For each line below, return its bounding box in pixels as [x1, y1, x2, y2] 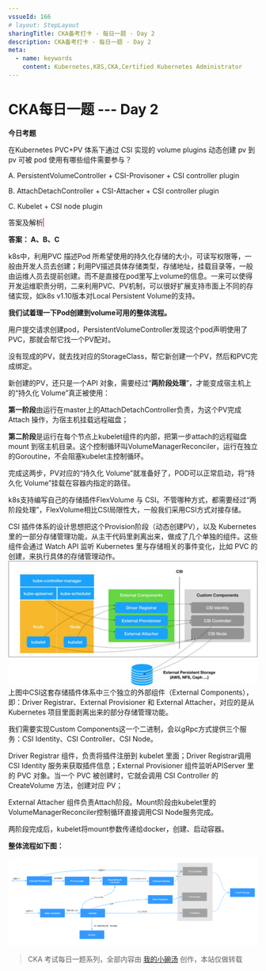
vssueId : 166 [8, 13, 51, 21]
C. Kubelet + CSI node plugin [8, 201, 103, 211]
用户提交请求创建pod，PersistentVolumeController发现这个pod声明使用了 [8, 325, 248, 334]
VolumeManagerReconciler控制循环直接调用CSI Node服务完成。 [8, 807, 218, 817]
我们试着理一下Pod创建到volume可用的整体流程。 [8, 307, 172, 317]
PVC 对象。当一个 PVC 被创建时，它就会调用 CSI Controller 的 [17, 771, 219, 780]
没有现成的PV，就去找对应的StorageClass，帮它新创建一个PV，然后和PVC [8, 351, 251, 360]
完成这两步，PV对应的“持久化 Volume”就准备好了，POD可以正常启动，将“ [8, 468, 248, 478]
